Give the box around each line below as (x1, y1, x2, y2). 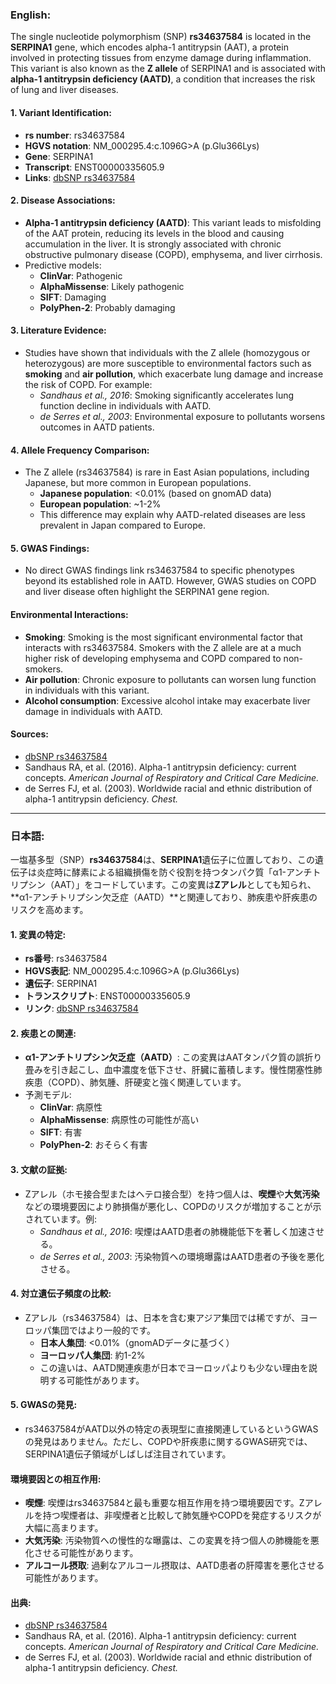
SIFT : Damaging (39, 291, 107, 303)
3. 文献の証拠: (10, 1164, 68, 1176)
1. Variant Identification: (10, 106, 112, 118)
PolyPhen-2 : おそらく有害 (39, 1139, 148, 1151)
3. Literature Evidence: (10, 324, 107, 337)
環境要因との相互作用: (10, 1473, 102, 1485)
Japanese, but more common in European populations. (24, 477, 252, 489)
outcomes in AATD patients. (39, 421, 155, 433)
